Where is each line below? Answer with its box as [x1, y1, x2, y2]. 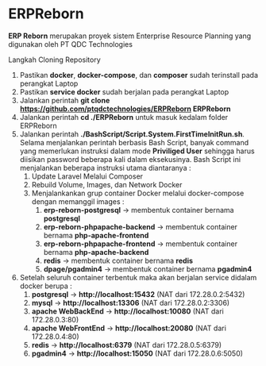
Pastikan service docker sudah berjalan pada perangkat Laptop [19, 87, 229, 96]
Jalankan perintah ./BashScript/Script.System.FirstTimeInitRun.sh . [19, 129, 245, 139]
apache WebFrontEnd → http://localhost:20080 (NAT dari [31, 323, 226, 333]
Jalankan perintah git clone [19, 95, 110, 105]
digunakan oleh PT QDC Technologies [8, 39, 133, 48]
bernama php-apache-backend [43, 247, 149, 256]
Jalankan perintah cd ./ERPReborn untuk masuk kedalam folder [19, 112, 229, 121]
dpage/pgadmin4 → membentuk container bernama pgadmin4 [43, 264, 253, 274]
